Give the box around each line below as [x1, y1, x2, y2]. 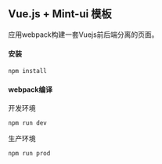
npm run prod [8, 150, 51, 158]
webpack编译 [8, 85, 53, 94]
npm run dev [8, 119, 47, 127]
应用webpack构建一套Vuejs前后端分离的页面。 [8, 30, 159, 39]
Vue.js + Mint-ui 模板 [8, 7, 112, 21]
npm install [8, 67, 47, 75]
